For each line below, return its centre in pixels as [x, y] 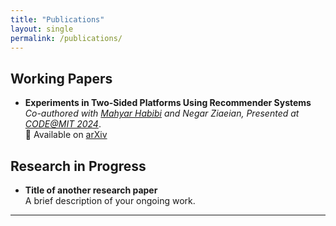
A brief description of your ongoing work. [110, 200]
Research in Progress [78, 166]
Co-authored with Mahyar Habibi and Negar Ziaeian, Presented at [162, 113]
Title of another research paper [91, 190]
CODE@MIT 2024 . [63, 124]
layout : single [42, 29]
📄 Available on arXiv [66, 135]
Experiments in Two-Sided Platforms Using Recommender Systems [168, 103]
